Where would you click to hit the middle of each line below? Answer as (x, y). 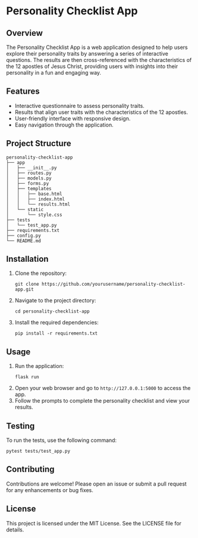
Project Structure (39, 143)
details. (15, 530)
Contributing (30, 469)
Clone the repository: (41, 273)
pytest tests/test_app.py (38, 452)
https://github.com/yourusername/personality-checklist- (113, 285)
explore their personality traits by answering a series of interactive (87, 54)
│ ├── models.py (29, 178)
